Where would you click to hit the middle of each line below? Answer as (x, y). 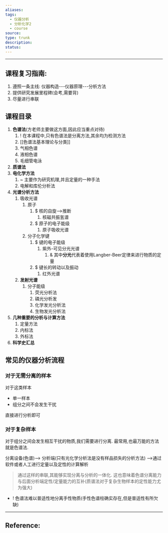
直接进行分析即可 (23, 415)
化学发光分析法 (50, 305)
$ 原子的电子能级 (52, 223)
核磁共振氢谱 (55, 217)
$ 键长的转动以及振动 (57, 268)
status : (13, 47)
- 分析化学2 (20, 24)
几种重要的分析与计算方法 (39, 318)
